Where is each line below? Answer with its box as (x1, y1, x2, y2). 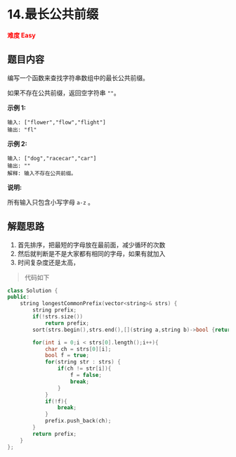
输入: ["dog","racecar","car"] (7, 155, 97, 162)
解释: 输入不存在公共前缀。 (7, 169, 77, 176)
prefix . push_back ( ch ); (44, 418, 112, 425)
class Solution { (7, 287, 58, 294)
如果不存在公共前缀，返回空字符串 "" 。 (7, 89, 121, 97)
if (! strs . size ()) (32, 314, 83, 321)
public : (7, 293, 30, 301)
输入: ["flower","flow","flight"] (7, 119, 107, 126)
